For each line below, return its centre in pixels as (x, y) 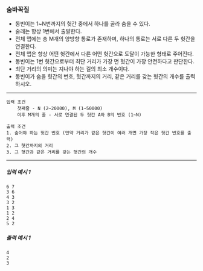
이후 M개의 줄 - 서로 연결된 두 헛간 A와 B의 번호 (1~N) (79, 115)
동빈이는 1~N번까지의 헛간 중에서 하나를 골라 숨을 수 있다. (83, 24)
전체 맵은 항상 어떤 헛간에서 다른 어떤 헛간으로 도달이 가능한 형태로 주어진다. (105, 54)
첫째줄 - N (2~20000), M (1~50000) (60, 109)
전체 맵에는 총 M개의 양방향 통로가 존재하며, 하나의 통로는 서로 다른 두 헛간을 (105, 39)
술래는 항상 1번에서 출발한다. (48, 31)
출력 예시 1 (19, 238)
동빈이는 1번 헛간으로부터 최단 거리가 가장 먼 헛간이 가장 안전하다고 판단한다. (105, 61)
